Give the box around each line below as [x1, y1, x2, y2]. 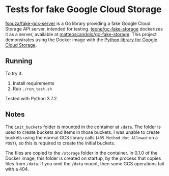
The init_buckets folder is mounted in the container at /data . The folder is [5, 124, 161, 130]
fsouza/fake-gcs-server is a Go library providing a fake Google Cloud [5, 20, 151, 26]
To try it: [5, 70, 23, 76]
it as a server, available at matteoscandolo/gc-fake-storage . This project [5, 31, 157, 37]
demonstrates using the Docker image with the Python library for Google [5, 37, 158, 43]
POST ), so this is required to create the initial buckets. [5, 140, 116, 146]
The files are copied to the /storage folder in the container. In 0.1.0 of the [5, 150, 158, 156]
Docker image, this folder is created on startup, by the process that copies [5, 155, 161, 161]
